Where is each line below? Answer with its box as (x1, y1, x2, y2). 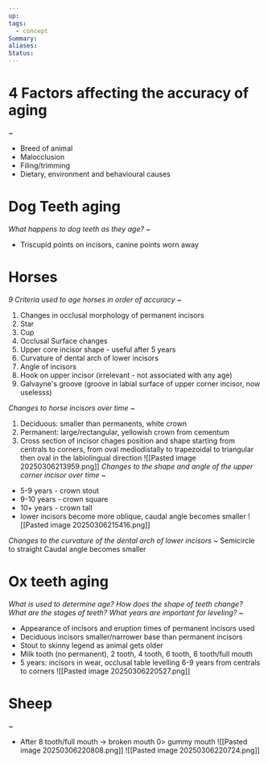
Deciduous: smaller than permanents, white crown (19, 419, 188, 428)
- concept (15, 27, 48, 35)
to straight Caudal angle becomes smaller (8, 544, 146, 553)
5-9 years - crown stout (19, 486, 99, 495)
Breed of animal (19, 143, 73, 153)
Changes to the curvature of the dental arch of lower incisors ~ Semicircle (8, 536, 255, 545)
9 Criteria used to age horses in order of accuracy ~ (8, 294, 183, 304)
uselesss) (19, 387, 52, 397)
